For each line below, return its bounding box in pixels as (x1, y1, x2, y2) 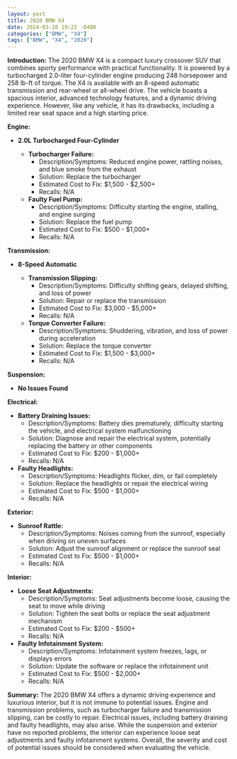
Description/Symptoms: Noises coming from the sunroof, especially (28, 529, 226, 538)
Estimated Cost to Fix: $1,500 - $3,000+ (38, 349, 156, 358)
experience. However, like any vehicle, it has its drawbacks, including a (7, 101, 214, 110)
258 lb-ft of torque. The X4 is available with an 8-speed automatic (7, 79, 200, 87)
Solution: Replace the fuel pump (38, 217, 132, 227)
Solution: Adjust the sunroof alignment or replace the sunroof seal (28, 544, 221, 553)
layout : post (7, 10, 46, 18)
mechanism (28, 617, 62, 625)
